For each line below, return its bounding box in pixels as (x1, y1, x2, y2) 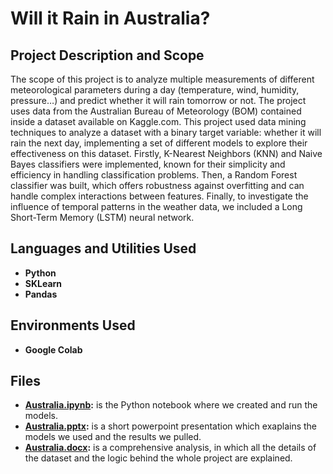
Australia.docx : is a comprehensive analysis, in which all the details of (24, 442, 317, 454)
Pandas (24, 288, 58, 300)
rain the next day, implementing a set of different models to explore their (10, 137, 308, 149)
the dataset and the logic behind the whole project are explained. (24, 452, 293, 464)
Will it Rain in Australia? (10, 7, 211, 30)
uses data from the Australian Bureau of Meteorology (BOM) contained (10, 105, 302, 117)
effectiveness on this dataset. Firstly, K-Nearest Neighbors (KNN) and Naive (10, 148, 323, 159)
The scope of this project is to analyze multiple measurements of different (10, 73, 315, 85)
